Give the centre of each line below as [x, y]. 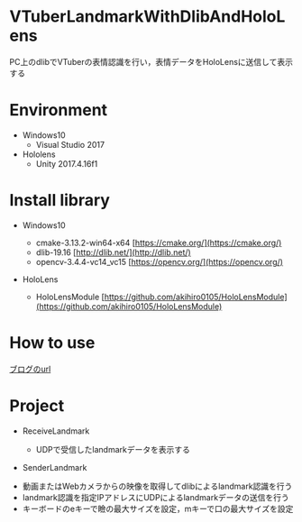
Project [37, 405]
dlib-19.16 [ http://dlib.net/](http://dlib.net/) [113, 252]
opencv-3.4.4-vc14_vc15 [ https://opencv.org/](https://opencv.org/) [160, 261]
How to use [52, 343]
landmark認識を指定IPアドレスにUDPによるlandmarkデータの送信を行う [156, 497]
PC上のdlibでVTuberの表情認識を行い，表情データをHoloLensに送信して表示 [151, 61]
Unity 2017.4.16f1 [67, 163]
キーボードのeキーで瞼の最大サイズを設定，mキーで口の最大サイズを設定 [158, 508]
